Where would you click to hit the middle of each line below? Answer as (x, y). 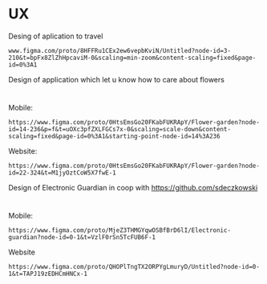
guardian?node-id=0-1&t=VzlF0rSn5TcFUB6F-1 (82, 238)
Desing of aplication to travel (56, 36)
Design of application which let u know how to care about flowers (116, 79)
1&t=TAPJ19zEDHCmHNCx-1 (48, 274)
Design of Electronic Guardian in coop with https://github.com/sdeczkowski (133, 188)
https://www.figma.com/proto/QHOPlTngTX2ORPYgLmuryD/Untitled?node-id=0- (134, 267)
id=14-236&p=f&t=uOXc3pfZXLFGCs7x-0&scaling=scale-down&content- (119, 130)
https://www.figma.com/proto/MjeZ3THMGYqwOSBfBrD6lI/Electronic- (119, 230)
